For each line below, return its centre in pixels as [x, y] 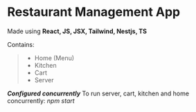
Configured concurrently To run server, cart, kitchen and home [98, 93]
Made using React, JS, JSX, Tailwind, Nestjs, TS [77, 31]
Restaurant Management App [94, 12]
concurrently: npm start [41, 100]
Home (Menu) [54, 58]
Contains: [21, 44]
